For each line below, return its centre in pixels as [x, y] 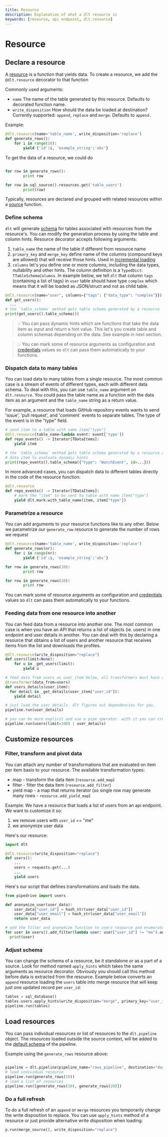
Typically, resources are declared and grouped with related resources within [84, 199]
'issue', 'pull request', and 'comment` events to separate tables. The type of [83, 415]
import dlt [16, 844]
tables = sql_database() [31, 997]
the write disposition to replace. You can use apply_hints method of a [77, 1115]
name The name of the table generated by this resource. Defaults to [81, 99]
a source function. [24, 205]
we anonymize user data [38, 826]
